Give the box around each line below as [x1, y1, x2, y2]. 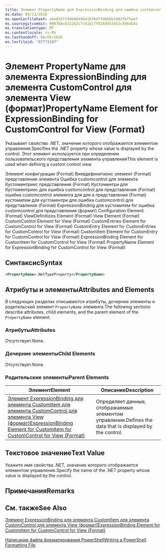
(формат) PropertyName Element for [5, 102, 158, 114]
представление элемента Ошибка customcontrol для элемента [5, 176, 138, 182]
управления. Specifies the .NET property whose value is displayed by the [5, 145, 155, 151]
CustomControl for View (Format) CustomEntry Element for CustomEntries [5, 223, 157, 229]
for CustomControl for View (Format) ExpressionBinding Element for [5, 233, 143, 240]
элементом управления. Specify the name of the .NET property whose [5, 467, 150, 473]
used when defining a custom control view [5, 161, 92, 167]
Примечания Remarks [5, 487, 75, 495]
